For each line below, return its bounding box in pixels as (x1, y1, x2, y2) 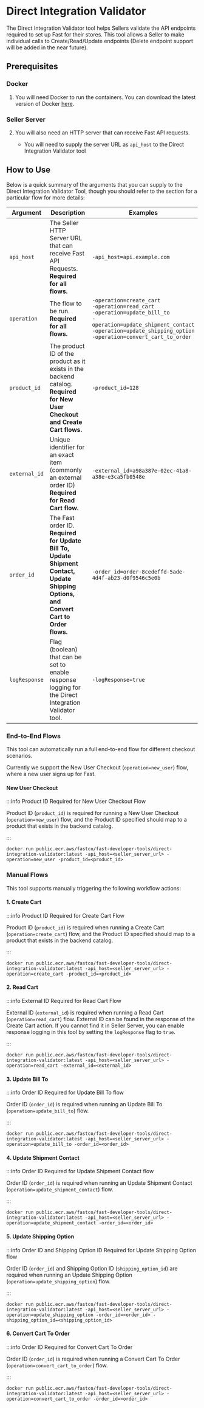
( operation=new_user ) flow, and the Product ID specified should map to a (6, 816, 187, 824)
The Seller (49, 218, 79, 227)
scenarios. (6, 752, 33, 760)
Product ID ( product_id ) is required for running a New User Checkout (6, 810, 179, 817)
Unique (49, 435, 70, 443)
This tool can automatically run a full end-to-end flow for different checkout (6, 746, 195, 753)
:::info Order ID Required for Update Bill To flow (6, 1089, 124, 1096)
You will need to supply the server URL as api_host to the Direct (24, 140, 184, 148)
